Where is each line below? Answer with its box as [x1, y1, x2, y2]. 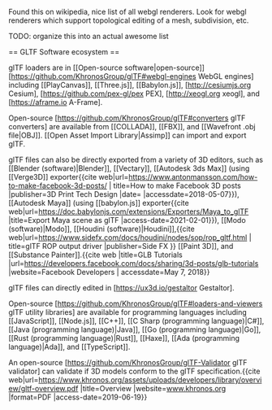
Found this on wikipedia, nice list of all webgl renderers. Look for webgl [8, 7, 247, 16]
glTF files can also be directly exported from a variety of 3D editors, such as [8, 155, 264, 164]
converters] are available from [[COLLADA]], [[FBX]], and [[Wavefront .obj [8, 122, 256, 131]
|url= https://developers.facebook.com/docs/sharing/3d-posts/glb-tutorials [8, 259, 259, 268]
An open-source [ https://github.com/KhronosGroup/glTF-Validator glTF [8, 358, 248, 367]
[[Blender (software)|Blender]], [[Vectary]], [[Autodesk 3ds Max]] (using [8, 164, 250, 173]
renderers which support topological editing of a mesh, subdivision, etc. [8, 15, 249, 25]
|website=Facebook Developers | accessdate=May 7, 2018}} [8, 268, 210, 277]
